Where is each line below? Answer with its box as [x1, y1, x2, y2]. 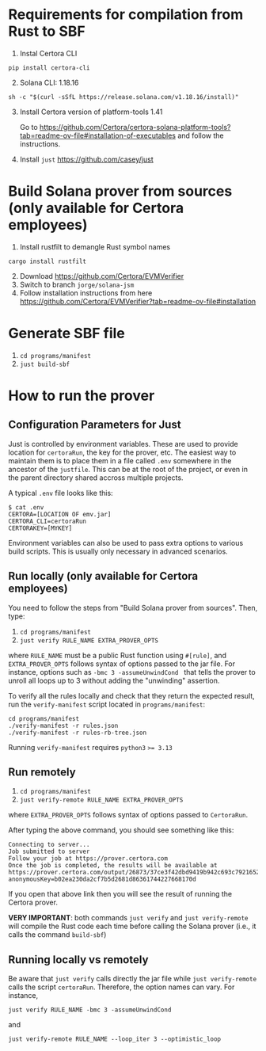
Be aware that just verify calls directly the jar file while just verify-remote [8, 974, 257, 984]
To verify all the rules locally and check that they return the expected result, [8, 691, 255, 700]
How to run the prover [8, 387, 155, 405]
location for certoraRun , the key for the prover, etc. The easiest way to [8, 447, 237, 457]
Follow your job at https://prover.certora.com [8, 855, 169, 863]
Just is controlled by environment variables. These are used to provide [8, 439, 239, 448]
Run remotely [8, 766, 77, 779]
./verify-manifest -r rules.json [8, 722, 119, 729]
